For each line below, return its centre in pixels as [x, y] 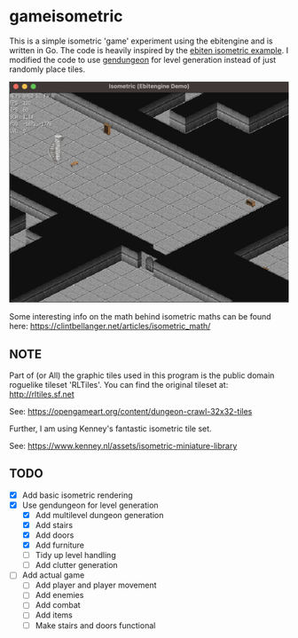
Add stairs [54, 524]
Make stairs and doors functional [95, 625]
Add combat [58, 605]
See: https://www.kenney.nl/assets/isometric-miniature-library [123, 445]
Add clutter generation [76, 565]
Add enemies [59, 595]
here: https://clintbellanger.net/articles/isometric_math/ [110, 327]
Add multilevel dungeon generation [99, 515]
